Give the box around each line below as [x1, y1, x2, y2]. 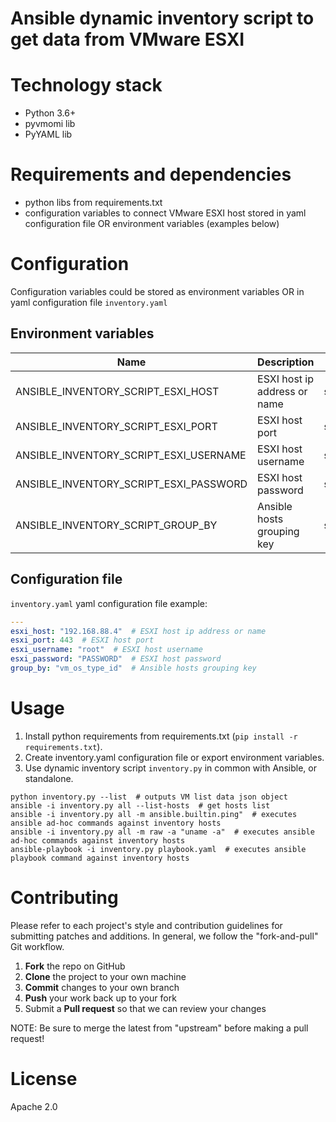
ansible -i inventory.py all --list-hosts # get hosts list [10, 800, 271, 811]
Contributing [10, 887, 119, 909]
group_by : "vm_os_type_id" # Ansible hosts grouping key [10, 663, 257, 673]
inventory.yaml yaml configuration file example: [10, 597, 208, 609]
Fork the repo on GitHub [24, 960, 126, 972]
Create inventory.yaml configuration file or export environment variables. [24, 751, 325, 763]
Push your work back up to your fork [24, 992, 177, 1004]
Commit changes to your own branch [24, 981, 180, 993]
